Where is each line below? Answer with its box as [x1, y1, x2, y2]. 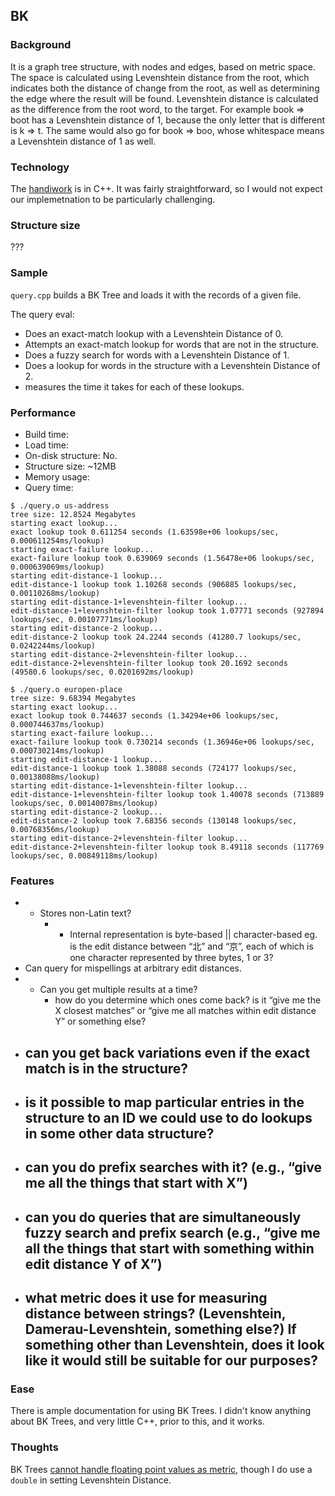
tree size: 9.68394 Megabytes [10, 693, 137, 703]
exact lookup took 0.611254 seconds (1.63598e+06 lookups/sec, [10, 527, 280, 537]
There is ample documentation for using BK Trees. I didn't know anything [10, 1405, 312, 1417]
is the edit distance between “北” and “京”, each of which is [69, 940, 314, 953]
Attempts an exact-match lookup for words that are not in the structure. [24, 338, 320, 350]
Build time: [24, 428, 69, 440]
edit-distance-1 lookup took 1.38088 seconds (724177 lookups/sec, [10, 763, 298, 773]
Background [10, 38, 72, 52]
